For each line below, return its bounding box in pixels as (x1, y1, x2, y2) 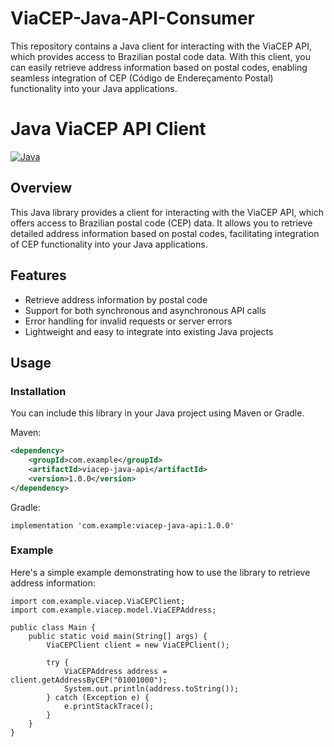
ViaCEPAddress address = (63, 666, 168, 676)
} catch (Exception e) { (46, 692, 150, 702)
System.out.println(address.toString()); (63, 683, 240, 694)
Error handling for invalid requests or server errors (24, 315, 233, 327)
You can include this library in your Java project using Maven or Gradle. (10, 407, 305, 419)
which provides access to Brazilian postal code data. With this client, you (10, 50, 311, 62)
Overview (10, 180, 73, 197)
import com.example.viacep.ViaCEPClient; (10, 596, 186, 606)
